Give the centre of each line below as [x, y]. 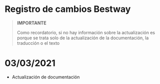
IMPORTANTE [31, 23]
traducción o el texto [38, 43]
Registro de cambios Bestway [68, 9]
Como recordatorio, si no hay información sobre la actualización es [86, 32]
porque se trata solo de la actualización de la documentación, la [83, 38]
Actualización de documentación [46, 77]
